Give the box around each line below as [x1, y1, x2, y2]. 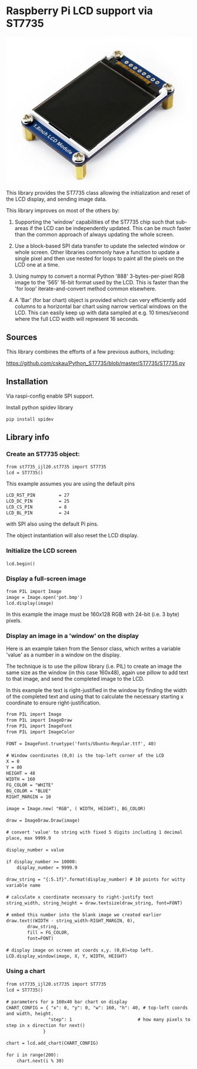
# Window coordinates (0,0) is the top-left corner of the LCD [6, 753, 165, 759]
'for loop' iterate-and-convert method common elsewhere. [14, 285, 157, 293]
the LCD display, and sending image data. [6, 196, 107, 203]
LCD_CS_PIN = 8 [6, 504, 67, 510]
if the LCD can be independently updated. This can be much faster [29, 225, 191, 232]
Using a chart [6, 967, 45, 975]
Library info [6, 432, 50, 442]
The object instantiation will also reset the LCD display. [6, 532, 139, 539]
